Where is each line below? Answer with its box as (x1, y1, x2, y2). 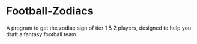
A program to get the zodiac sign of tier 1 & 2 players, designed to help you (6, 24, 192, 31)
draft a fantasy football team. (6, 30, 78, 37)
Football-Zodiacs (6, 4, 94, 18)
